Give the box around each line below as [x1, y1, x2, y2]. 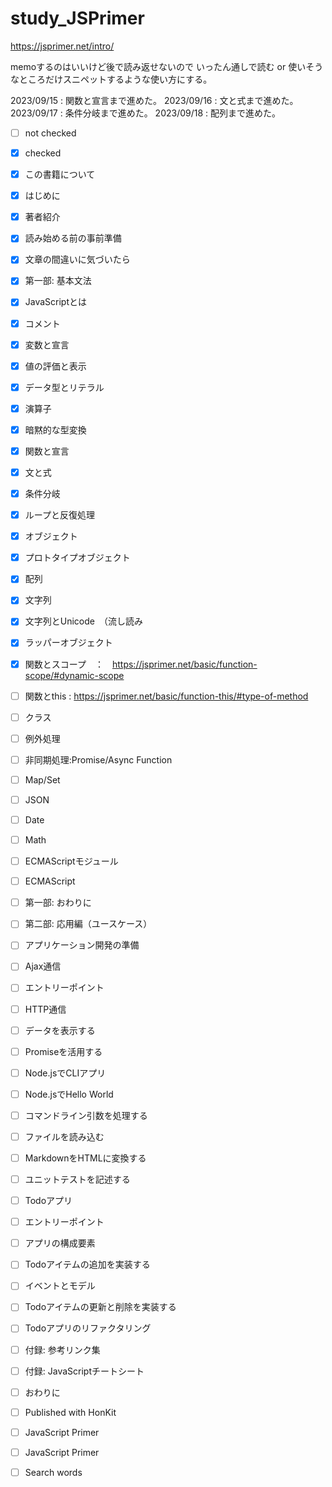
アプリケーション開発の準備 [24, 939, 140, 951]
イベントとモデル [24, 1280, 96, 1292]
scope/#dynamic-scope [24, 669, 125, 681]
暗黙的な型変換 [24, 423, 87, 436]
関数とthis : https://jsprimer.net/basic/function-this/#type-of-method [24, 690, 309, 702]
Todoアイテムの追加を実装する [24, 1258, 151, 1271]
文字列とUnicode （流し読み [24, 615, 143, 627]
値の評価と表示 [24, 360, 87, 372]
